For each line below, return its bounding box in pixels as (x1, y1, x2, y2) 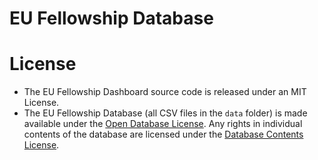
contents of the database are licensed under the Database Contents (23, 128, 304, 141)
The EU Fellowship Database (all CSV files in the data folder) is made (23, 107, 308, 119)
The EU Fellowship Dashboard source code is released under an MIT (23, 86, 307, 98)
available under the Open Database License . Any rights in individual (23, 118, 303, 130)
